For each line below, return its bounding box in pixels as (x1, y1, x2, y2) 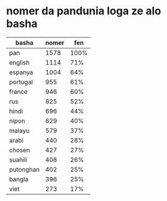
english (9, 58, 30, 66)
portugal (9, 78, 33, 86)
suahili (9, 156, 27, 164)
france (9, 87, 28, 96)
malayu (9, 126, 30, 135)
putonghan (9, 165, 40, 173)
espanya (9, 68, 33, 76)
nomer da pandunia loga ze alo (6, 4, 162, 18)
